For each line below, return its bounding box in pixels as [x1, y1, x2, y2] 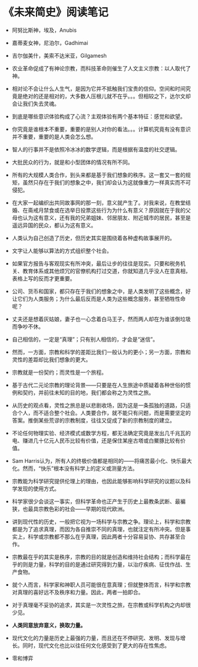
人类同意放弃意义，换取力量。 [11, 621, 86, 629]
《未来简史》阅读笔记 [3, 5, 109, 19]
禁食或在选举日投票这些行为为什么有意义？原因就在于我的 [43, 207, 186, 214]
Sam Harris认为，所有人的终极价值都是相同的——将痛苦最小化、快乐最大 [11, 457, 192, 464]
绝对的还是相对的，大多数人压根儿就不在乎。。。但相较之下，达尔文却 [22, 92, 191, 100]
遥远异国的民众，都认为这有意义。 [11, 222, 97, 229]
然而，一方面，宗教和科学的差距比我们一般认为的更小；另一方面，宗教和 [11, 348, 191, 355]
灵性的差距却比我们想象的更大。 [11, 355, 91, 363]
